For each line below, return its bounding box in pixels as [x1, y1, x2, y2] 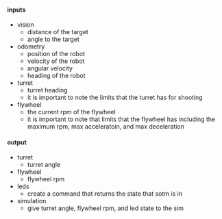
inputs [7, 5, 26, 14]
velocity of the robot [27, 57, 85, 65]
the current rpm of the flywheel [27, 108, 116, 116]
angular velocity [27, 64, 73, 73]
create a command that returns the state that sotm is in [27, 190, 183, 198]
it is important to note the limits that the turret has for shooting [27, 93, 203, 102]
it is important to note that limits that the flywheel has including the [27, 115, 216, 123]
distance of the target [27, 28, 89, 36]
